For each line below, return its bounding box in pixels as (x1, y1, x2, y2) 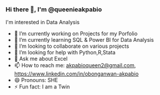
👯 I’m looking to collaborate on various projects (14, 42, 130, 50)
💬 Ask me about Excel (14, 55, 68, 63)
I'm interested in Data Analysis (5, 19, 80, 26)
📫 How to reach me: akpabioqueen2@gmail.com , (14, 62, 136, 69)
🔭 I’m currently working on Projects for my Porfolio (14, 30, 137, 37)
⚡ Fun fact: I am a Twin (14, 83, 71, 90)
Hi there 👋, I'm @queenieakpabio (5, 5, 102, 14)
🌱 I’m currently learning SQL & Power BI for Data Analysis (14, 37, 154, 44)
